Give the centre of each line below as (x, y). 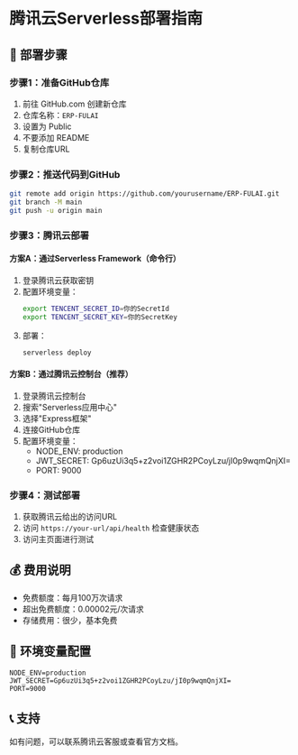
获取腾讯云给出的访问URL (70, 517)
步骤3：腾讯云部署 (50, 235)
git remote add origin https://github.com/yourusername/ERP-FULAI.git (144, 194)
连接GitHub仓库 (51, 429)
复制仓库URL (46, 149)
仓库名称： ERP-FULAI (60, 115)
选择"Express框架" (57, 418)
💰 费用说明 (41, 571)
